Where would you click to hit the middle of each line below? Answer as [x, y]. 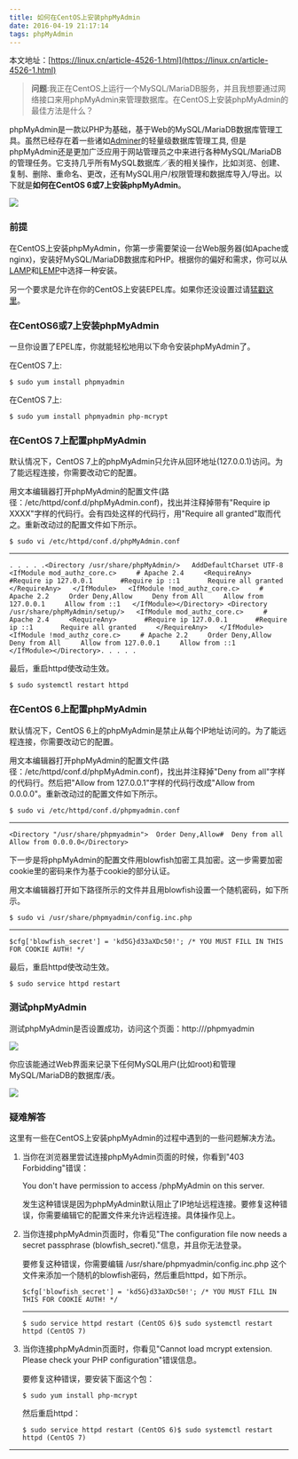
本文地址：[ [30, 60]
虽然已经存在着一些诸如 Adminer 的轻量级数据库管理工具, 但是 [135, 141]
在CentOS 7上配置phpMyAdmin [78, 440]
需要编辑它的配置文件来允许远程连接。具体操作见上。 [143, 1215]
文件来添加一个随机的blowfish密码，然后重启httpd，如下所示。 [137, 1275]
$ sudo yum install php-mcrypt [80, 1396]
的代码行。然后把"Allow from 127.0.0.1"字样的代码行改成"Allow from [132, 782]
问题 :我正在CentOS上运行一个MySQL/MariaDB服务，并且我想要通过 [154, 89]
